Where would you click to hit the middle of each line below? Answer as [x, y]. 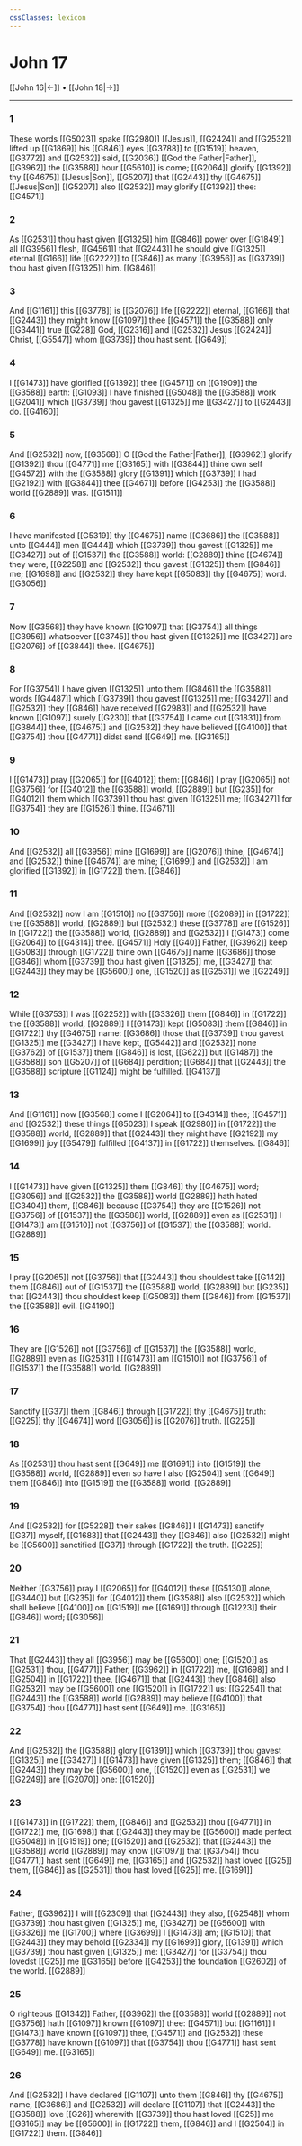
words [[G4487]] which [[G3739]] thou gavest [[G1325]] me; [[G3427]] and [149, 698]
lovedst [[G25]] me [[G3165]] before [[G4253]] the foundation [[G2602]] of [148, 1961]
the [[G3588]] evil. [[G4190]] [62, 1306]
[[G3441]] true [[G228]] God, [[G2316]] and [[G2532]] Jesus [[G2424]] [140, 330]
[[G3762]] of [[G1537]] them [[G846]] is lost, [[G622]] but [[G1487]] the [142, 1052]
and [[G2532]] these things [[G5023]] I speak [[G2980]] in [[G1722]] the [143, 1124]
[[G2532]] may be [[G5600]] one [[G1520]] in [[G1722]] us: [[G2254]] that [146, 1688]
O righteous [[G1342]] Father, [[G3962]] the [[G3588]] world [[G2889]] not [147, 2013]
